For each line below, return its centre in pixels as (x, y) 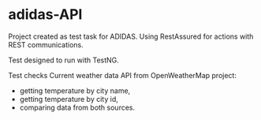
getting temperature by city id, (69, 99)
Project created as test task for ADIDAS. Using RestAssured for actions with (131, 36)
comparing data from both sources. (77, 107)
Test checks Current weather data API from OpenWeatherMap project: (122, 75)
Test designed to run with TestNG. (64, 60)
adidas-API (45, 15)
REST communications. (46, 44)
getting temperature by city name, (75, 90)
